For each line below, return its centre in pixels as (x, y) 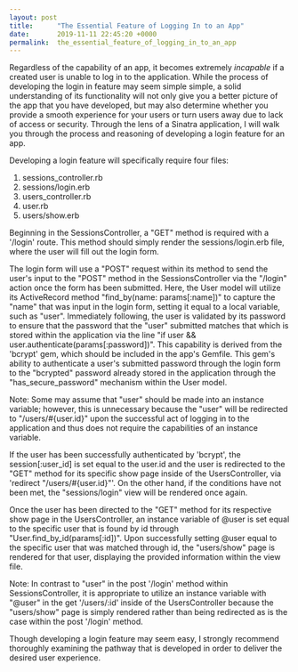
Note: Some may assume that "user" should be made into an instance (137, 400)
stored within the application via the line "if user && (103, 336)
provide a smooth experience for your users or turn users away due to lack (146, 115)
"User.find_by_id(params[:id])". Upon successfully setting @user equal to (143, 538)
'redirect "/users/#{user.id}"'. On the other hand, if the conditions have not (145, 483)
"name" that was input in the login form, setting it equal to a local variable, (145, 307)
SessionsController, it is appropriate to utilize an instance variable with (138, 594)
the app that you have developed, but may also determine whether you (139, 105)
